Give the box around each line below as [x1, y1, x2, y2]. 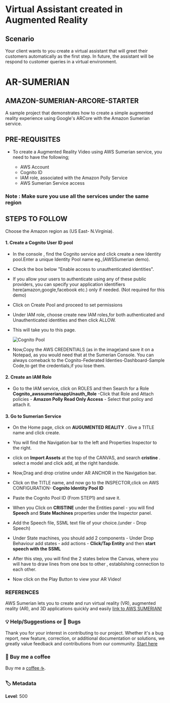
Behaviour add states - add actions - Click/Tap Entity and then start [12, 541, 156, 547]
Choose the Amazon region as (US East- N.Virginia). [5, 228, 114, 234]
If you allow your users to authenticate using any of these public [12, 276, 147, 282]
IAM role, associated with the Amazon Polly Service [20, 175, 128, 181]
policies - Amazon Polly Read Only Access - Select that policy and [12, 396, 153, 402]
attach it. [12, 401, 31, 407]
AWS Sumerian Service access [20, 180, 85, 186]
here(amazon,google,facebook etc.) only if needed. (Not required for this [12, 286, 165, 293]
